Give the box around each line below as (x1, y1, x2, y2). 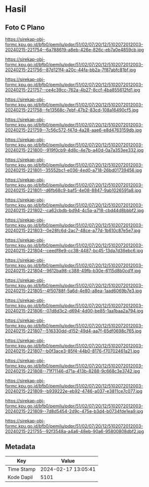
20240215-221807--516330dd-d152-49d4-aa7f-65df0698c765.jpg (5, 328, 142, 334)
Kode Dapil (7, 474, 33, 481)
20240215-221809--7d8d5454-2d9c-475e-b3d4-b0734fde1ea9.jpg (5, 408, 143, 414)
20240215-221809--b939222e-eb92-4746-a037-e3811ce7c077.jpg (5, 388, 143, 394)
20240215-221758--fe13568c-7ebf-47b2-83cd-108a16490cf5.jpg (5, 107, 139, 113)
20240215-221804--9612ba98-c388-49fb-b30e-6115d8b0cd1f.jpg (5, 268, 141, 273)
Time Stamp (7, 466, 36, 473)
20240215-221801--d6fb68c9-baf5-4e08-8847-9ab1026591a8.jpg (5, 187, 142, 193)
